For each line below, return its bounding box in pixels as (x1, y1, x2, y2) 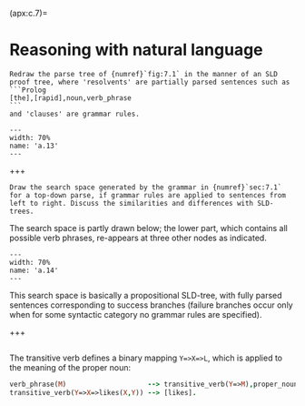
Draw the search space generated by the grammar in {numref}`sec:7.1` (9, 182, 282, 192)
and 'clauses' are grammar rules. (9, 109, 141, 118)
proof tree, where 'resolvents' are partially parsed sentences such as (9, 77, 290, 86)
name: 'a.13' (9, 141, 59, 150)
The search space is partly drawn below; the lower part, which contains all (9, 222, 288, 233)
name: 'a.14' (9, 266, 59, 275)
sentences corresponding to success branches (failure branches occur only (9, 299, 293, 310)
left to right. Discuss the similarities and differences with (9, 198, 254, 208)
